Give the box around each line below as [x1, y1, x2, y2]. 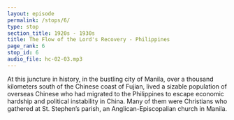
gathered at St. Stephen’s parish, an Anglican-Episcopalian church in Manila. [7, 104, 228, 112]
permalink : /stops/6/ [7, 17, 71, 24]
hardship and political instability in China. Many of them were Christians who [7, 97, 228, 105]
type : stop [7, 23, 39, 30]
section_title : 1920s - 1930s [7, 29, 96, 37]
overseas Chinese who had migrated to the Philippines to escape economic [7, 89, 225, 98]
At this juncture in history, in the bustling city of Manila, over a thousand [7, 75, 214, 83]
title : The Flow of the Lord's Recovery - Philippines [7, 36, 170, 43]
